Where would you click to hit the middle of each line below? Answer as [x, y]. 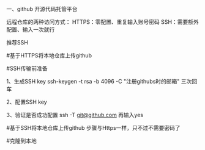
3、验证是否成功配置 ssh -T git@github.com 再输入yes [75, 115]
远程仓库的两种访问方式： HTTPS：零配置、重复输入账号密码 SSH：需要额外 [102, 22]
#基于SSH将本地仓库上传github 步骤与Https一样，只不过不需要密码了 [93, 128]
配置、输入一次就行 [31, 30]
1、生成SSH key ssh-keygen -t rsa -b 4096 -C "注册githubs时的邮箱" [93, 81]
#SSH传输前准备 [27, 68]
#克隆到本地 [21, 141]
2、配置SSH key [27, 102]
